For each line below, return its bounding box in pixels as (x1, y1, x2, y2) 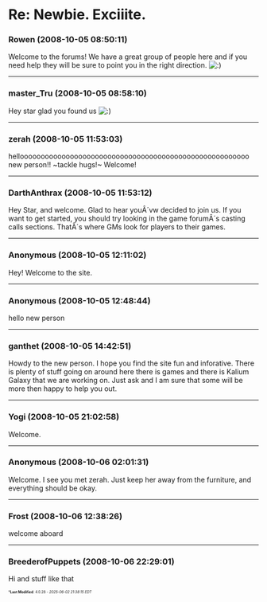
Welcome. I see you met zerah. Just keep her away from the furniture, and (8, 475, 252, 484)
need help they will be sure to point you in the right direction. (8, 61, 207, 70)
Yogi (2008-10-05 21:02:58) (8, 412, 120, 423)
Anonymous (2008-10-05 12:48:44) (8, 295, 151, 306)
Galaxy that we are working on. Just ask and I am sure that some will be (8, 376, 244, 385)
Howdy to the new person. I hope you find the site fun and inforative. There (8, 358, 255, 368)
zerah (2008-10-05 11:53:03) (8, 133, 123, 144)
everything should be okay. (8, 483, 98, 493)
